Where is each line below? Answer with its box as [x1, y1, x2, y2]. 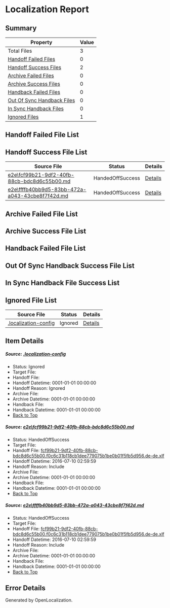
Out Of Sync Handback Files [8, 97, 75, 104]
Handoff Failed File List [5, 130, 79, 139]
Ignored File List [5, 296, 57, 305]
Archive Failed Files [8, 72, 54, 79]
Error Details [5, 584, 46, 592]
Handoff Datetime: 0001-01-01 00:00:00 [12, 380, 97, 386]
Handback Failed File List [5, 244, 86, 253]
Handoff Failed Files [8, 56, 56, 62]
